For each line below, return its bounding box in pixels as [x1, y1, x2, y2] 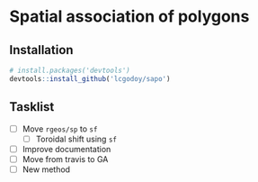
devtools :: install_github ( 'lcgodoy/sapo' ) [9, 74, 171, 83]
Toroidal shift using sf [35, 133, 117, 144]
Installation [9, 42, 74, 58]
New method [22, 164, 70, 175]
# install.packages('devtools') [9, 66, 130, 75]
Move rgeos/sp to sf [22, 123, 98, 134]
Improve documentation [22, 143, 111, 154]
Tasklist [9, 99, 55, 114]
